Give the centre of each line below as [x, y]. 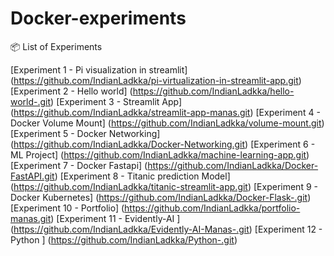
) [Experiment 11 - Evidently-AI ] [115, 218]
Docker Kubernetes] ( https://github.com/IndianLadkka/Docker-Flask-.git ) [161, 197]
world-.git [31, 101]
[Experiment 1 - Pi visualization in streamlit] [99, 69]
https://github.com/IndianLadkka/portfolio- [212, 208]
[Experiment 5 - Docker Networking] [85, 133]
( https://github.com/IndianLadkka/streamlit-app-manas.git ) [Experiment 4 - [165, 112]
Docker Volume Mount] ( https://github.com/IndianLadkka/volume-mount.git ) [167, 123]
